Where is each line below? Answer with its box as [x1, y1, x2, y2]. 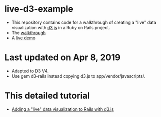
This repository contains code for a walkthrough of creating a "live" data [11, 19, 156, 25]
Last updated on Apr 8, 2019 [4, 52, 121, 63]
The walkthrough [11, 30, 46, 35]
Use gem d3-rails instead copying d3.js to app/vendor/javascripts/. [11, 73, 145, 79]
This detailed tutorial [4, 90, 90, 101]
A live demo [11, 35, 36, 41]
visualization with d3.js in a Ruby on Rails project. [11, 24, 110, 30]
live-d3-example [4, 3, 74, 15]
